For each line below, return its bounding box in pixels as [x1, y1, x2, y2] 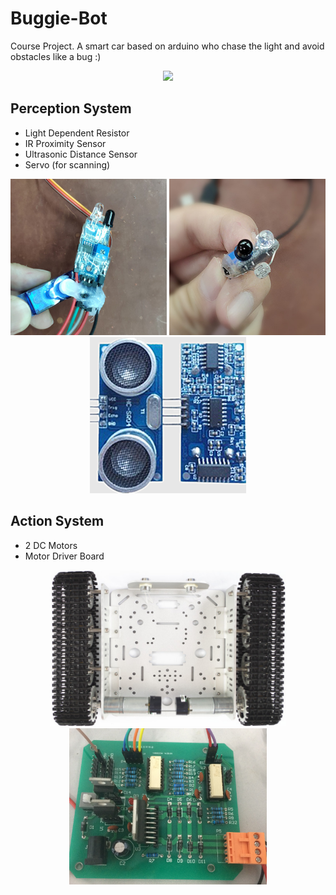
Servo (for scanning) [24, 158, 111, 171]
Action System [10, 513, 105, 530]
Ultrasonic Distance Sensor [24, 148, 138, 160]
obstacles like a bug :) [10, 50, 102, 62]
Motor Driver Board [24, 550, 105, 562]
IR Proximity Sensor [24, 137, 107, 149]
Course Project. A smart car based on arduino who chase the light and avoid [10, 40, 325, 52]
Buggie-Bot [10, 7, 108, 30]
